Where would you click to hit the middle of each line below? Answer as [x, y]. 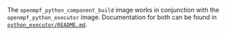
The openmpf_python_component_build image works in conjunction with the [113, 10]
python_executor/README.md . [47, 24]
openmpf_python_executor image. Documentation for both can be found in [112, 17]
